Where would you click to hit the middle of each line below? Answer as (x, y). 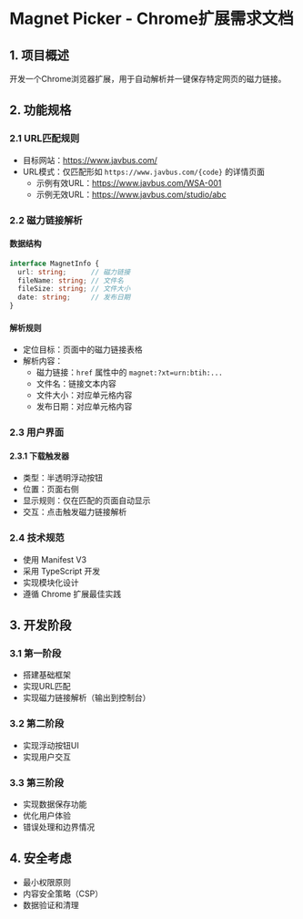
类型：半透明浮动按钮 (62, 478)
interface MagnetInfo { (55, 263)
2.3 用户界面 (37, 432)
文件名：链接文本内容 (76, 384)
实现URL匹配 (46, 687)
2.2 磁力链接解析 (46, 220)
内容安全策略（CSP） (62, 893)
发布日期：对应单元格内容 (84, 407)
